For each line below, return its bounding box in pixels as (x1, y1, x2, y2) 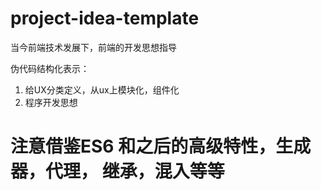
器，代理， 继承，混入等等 (10, 160, 225, 183)
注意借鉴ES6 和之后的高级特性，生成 (10, 135, 312, 158)
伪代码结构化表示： (10, 62, 90, 74)
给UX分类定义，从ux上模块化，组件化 (24, 83, 180, 96)
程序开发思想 (24, 96, 78, 108)
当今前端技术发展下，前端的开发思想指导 (10, 41, 177, 53)
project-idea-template (10, 7, 200, 30)
